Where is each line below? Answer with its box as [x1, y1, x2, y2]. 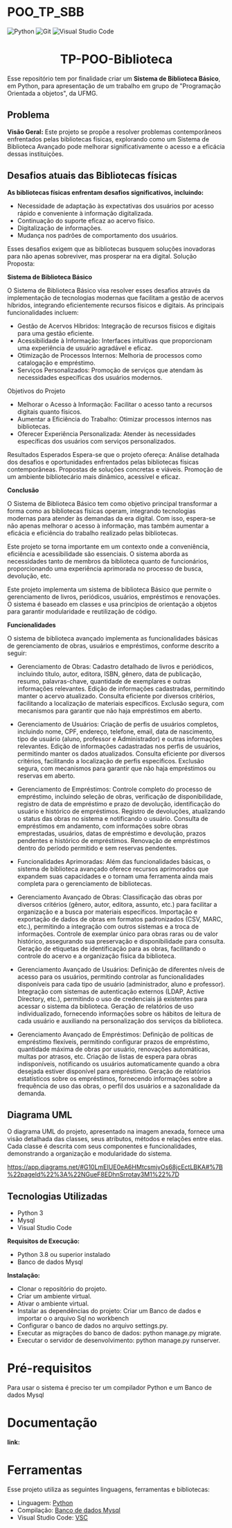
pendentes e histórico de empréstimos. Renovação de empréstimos [17, 836, 211, 844]
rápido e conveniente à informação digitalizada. [17, 209, 154, 217]
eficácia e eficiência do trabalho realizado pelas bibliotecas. [7, 528, 179, 537]
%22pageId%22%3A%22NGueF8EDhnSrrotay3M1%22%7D [7, 1170, 180, 1179]
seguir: [7, 649, 28, 657]
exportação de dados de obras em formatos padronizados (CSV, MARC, [17, 914, 223, 923]
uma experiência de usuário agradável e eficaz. [17, 344, 153, 352]
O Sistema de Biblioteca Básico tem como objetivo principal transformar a [7, 499, 218, 507]
